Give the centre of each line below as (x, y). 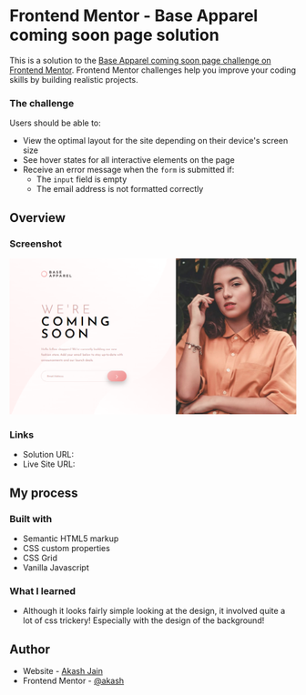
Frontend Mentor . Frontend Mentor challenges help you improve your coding (153, 70)
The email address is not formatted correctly (120, 189)
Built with (31, 519)
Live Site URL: (49, 464)
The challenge (42, 103)
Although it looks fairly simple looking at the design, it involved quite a (154, 611)
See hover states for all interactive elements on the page (128, 160)
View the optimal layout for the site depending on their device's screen (155, 141)
